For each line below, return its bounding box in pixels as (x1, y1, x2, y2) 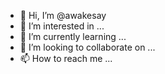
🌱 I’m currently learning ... (19, 31, 127, 42)
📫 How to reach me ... (19, 53, 113, 64)
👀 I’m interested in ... (19, 20, 105, 32)
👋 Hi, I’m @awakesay (19, 10, 107, 21)
